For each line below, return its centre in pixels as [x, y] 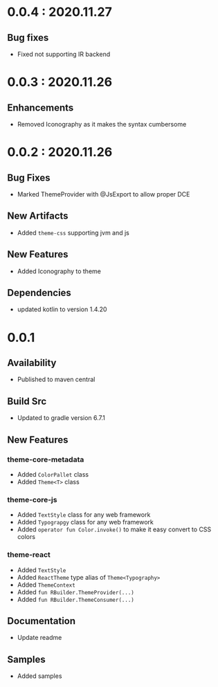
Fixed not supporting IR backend [64, 54]
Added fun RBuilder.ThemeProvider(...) [76, 592]
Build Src [27, 401]
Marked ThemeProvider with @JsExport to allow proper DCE [103, 194]
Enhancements [40, 108]
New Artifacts [38, 216]
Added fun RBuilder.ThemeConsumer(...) [76, 599]
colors [26, 537]
